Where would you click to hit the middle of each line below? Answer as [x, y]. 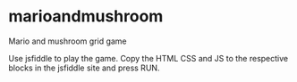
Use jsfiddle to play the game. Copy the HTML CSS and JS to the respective [148, 58]
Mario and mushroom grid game [68, 41]
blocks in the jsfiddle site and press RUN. [84, 68]
